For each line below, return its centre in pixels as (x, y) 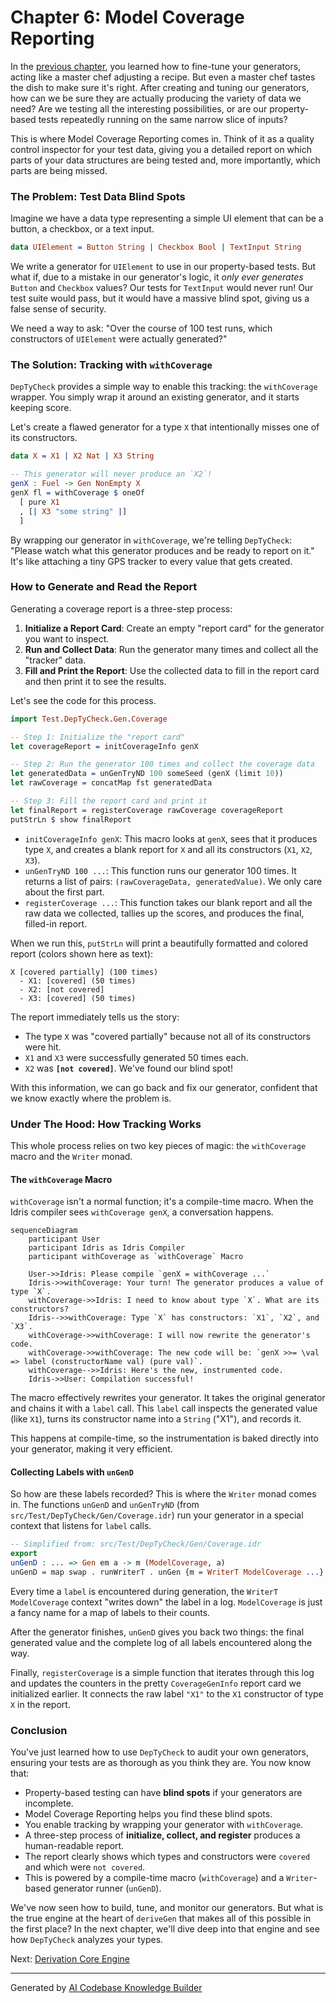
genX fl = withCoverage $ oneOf (77, 493)
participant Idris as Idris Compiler (107, 1248)
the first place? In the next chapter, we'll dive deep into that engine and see (165, 1929)
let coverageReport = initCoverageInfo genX (104, 746)
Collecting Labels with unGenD (72, 1472)
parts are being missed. (59, 170)
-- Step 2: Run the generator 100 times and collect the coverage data (162, 764)
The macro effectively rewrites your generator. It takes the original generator (168, 1398)
